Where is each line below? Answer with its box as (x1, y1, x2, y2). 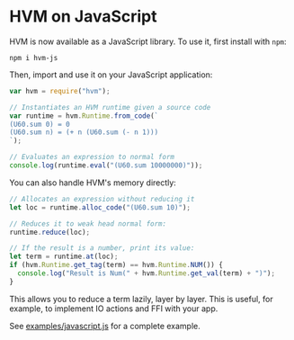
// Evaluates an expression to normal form (9, 153, 175, 162)
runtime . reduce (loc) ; (9, 228, 91, 237)
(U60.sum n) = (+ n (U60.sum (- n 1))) (9, 128, 159, 137)
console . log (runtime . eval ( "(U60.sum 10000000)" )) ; (9, 161, 203, 170)
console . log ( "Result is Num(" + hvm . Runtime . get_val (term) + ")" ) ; (17, 269, 276, 278)
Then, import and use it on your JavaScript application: (9, 69, 213, 80)
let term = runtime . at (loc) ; (9, 252, 119, 262)
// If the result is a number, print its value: (9, 244, 195, 253)
